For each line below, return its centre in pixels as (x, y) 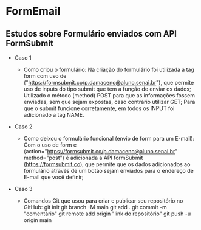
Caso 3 (23, 189)
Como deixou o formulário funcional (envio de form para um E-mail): (109, 138)
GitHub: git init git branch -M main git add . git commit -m (95, 207)
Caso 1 (23, 58)
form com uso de (45, 76)
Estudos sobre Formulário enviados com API (91, 34)
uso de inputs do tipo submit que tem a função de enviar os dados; (107, 89)
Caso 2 (23, 127)
